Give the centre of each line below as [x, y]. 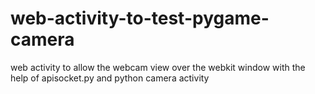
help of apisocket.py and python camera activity [110, 78]
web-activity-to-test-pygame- [140, 18]
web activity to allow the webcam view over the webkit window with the [158, 67]
